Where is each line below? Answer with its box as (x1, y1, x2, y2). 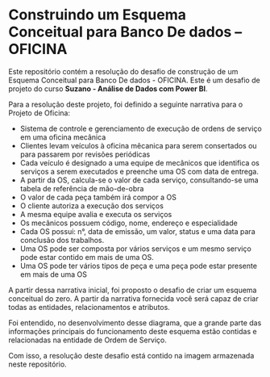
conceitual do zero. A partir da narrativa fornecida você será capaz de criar (8, 293, 260, 304)
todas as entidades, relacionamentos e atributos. (8, 302, 171, 312)
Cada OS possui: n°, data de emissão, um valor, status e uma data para (19, 226, 255, 236)
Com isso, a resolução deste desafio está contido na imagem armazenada (8, 350, 255, 360)
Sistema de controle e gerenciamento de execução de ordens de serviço (19, 124, 262, 133)
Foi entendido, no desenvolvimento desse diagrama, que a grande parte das (8, 317, 262, 328)
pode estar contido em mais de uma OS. (19, 252, 155, 262)
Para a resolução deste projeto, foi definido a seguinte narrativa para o (8, 99, 243, 109)
